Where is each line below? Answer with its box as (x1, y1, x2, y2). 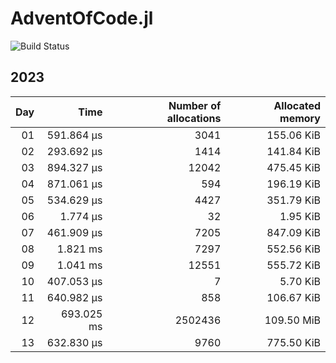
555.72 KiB (266, 258, 321, 272)
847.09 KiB (266, 225, 321, 239)
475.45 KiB (266, 160, 321, 174)
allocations (166, 111, 222, 125)
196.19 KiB (266, 177, 321, 191)
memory (279, 111, 321, 125)
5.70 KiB (279, 274, 321, 288)
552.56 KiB (266, 242, 321, 256)
